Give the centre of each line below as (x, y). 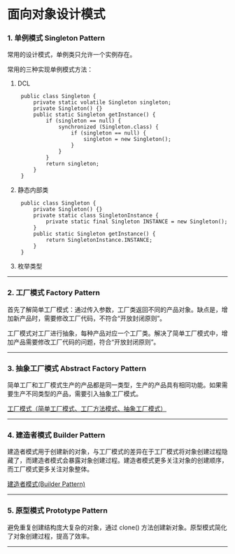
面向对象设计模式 (57, 14)
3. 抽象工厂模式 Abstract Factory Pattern (77, 368)
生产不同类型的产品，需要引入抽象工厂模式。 (77, 394)
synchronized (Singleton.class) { (108, 127)
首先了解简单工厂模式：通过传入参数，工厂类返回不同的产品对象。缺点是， (114, 309)
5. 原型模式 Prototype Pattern (58, 511)
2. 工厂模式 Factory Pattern (54, 293)
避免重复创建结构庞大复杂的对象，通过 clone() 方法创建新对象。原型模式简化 (117, 527)
